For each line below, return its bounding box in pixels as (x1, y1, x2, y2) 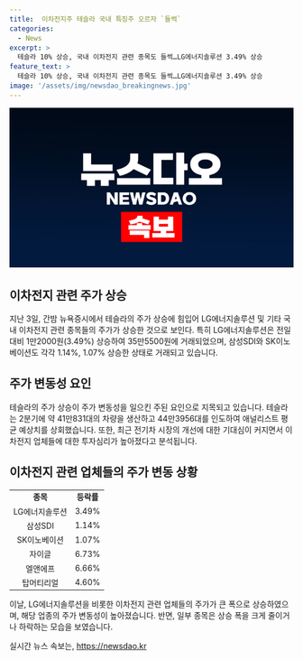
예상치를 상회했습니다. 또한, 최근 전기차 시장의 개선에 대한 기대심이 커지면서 (18, 424, 284, 435)
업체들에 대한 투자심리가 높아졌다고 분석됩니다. (32, 435, 197, 446)
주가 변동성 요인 (9, 376, 92, 392)
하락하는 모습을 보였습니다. (18, 621, 114, 632)
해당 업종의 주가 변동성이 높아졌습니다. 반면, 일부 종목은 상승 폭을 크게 (21, 610, 266, 621)
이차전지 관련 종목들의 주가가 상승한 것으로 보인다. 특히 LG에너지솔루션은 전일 (18, 325, 291, 336)
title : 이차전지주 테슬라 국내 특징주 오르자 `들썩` (9, 14, 182, 23)
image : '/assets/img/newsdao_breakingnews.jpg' (9, 81, 192, 90)
